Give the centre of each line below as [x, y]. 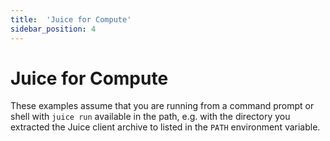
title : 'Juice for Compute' [71, 19]
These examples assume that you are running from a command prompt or [162, 106]
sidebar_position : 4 [53, 29]
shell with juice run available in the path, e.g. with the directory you [150, 117]
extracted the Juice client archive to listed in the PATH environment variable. [165, 127]
